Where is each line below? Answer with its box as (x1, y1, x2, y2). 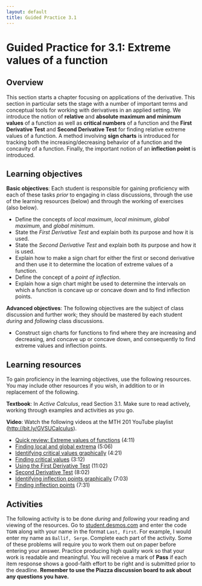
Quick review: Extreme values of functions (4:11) (14, 437, 135, 444)
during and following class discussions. (6, 317, 104, 325)
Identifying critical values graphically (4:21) (14, 449, 122, 457)
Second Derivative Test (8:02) (14, 469, 90, 476)
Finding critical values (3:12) (14, 456, 86, 463)
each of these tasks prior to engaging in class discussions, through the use (6, 191, 193, 198)
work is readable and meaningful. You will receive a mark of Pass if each (6, 553, 187, 561)
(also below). (6, 204, 39, 212)
